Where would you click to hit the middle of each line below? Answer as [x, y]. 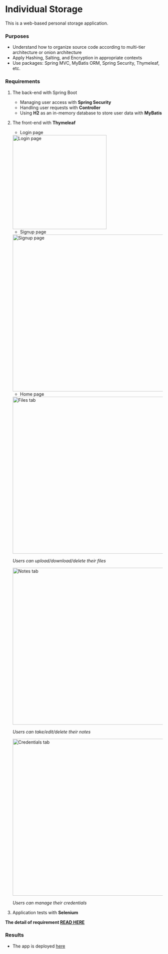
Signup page [33, 231]
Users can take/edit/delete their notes [51, 732]
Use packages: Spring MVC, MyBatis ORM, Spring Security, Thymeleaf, [86, 63]
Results [14, 935]
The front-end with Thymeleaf [44, 123]
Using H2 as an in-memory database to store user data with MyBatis [91, 113]
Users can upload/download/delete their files [59, 560]
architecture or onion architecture [47, 52]
